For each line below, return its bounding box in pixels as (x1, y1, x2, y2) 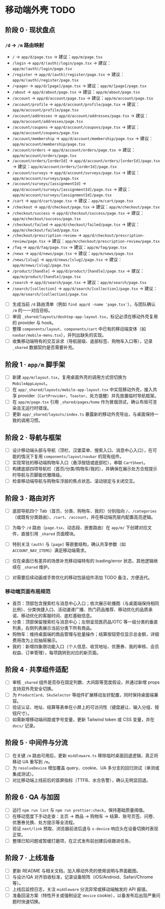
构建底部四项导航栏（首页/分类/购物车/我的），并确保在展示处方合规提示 (12, 466, 158, 472)
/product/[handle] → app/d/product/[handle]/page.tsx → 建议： (12, 268, 144, 274)
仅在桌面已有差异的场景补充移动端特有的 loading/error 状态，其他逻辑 (12, 558, 154, 564)
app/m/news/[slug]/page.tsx (12, 263, 70, 268)
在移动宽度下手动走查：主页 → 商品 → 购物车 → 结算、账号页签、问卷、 (12, 813, 158, 819)
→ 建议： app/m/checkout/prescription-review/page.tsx (46, 238, 160, 244)
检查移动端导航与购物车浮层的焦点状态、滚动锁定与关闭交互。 (12, 478, 138, 484)
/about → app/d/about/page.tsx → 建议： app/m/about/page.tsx (12, 89, 140, 95)
